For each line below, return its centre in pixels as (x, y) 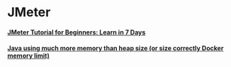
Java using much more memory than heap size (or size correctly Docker (115, 48)
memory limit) (28, 56)
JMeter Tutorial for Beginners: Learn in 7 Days (77, 32)
